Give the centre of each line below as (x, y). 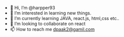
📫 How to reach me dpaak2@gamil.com (52, 29)
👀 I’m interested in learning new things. (51, 13)
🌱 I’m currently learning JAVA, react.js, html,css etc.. (65, 18)
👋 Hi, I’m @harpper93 (33, 8)
